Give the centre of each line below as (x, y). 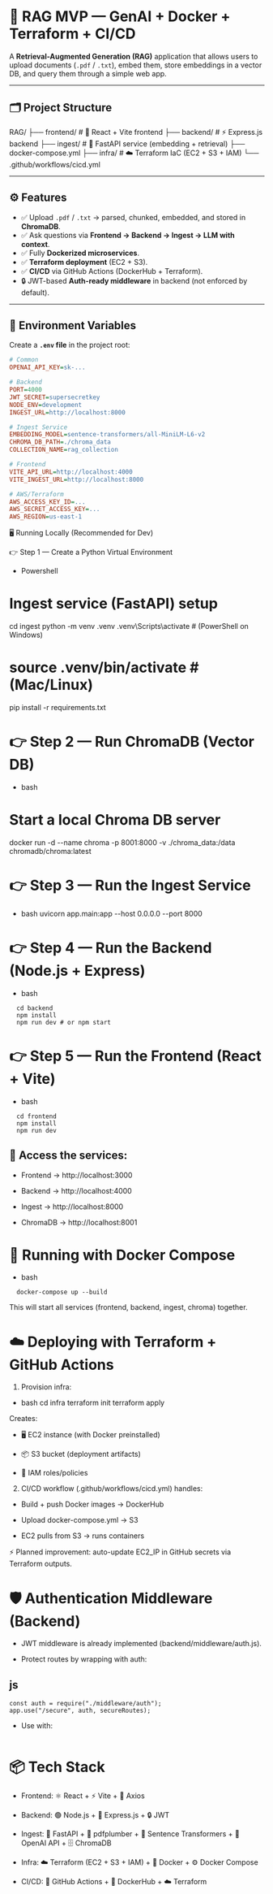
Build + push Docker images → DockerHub (92, 1504)
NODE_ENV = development (46, 405)
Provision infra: (46, 1387)
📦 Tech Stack (57, 1767)
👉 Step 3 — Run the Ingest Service (130, 886)
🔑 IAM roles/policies (54, 1473)
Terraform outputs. (41, 1564)
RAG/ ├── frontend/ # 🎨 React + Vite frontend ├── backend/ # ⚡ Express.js (136, 132)
